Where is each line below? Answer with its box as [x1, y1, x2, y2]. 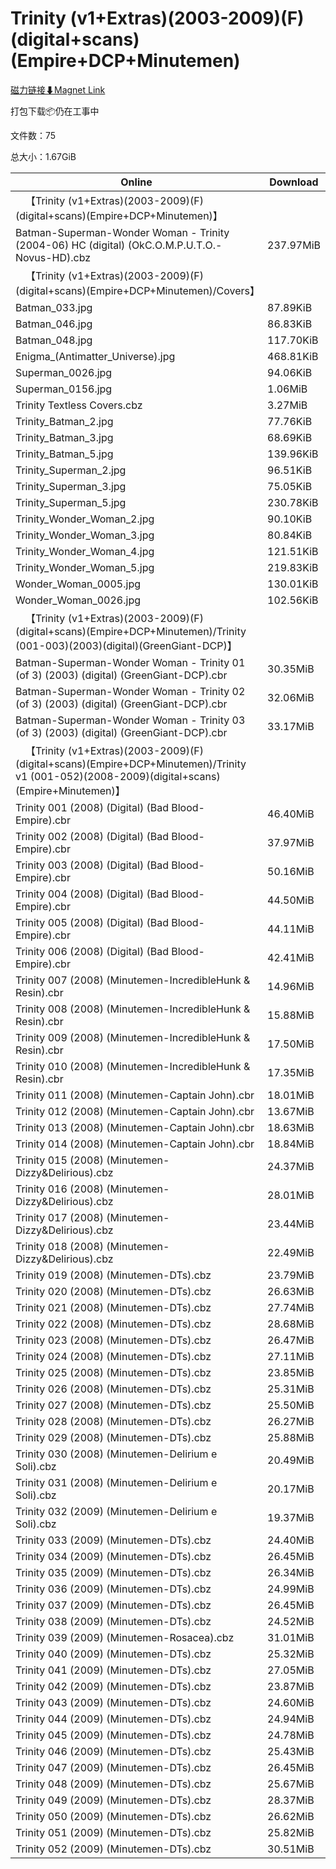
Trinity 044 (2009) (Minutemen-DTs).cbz [15, 1712, 212, 1726]
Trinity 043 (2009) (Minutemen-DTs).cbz [15, 1695, 212, 1709]
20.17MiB [267, 1482, 315, 1496]
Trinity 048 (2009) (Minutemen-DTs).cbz [15, 1777, 212, 1791]
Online [120, 175, 153, 189]
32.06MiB [267, 690, 315, 704]
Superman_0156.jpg [15, 382, 113, 396]
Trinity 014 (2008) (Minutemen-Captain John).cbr [15, 1137, 255, 1151]
